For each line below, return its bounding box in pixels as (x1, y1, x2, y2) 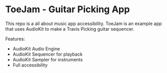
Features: (5, 36, 26, 42)
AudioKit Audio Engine (12, 45, 60, 52)
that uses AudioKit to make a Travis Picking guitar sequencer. (5, 26, 134, 32)
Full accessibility (12, 62, 48, 68)
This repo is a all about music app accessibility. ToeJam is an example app (5, 20, 162, 27)
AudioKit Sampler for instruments (12, 56, 83, 62)
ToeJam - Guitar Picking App (5, 4, 130, 15)
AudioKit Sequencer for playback (12, 51, 83, 57)
